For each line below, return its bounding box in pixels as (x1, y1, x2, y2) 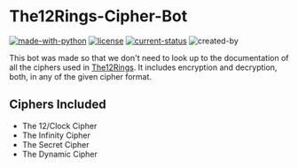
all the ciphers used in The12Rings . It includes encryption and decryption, (9, 62, 278, 73)
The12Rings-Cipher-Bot (9, 6, 188, 27)
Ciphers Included (9, 97, 106, 112)
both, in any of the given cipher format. (9, 71, 153, 81)
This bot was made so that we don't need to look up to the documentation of (9, 52, 289, 63)
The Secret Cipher (21, 139, 90, 149)
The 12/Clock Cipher (21, 120, 98, 131)
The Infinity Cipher (21, 130, 91, 141)
